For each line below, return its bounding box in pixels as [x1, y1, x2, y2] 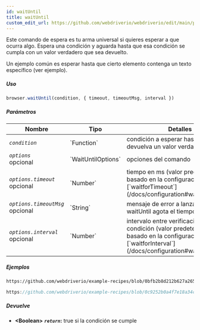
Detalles [168, 125, 192, 133]
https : [6, 289, 23, 295]
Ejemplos [6, 263, 30, 270]
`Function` [70, 139, 98, 147]
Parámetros [6, 108, 37, 115]
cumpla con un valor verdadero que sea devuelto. [6, 49, 129, 56]
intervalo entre [126, 217, 168, 225]
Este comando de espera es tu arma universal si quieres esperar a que [6, 36, 180, 43]
